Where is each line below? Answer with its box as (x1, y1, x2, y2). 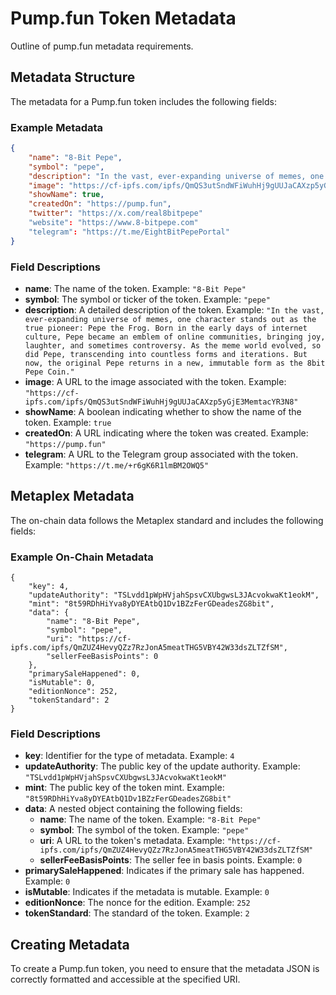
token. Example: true (24, 416, 112, 428)
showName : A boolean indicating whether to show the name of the (24, 405, 302, 417)
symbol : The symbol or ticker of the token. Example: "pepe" (24, 293, 271, 305)
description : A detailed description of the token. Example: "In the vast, (24, 303, 325, 316)
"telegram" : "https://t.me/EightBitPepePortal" (28, 227, 230, 237)
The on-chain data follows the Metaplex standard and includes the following (10, 514, 324, 526)
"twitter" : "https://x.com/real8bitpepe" (28, 208, 203, 219)
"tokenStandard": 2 (28, 695, 110, 706)
